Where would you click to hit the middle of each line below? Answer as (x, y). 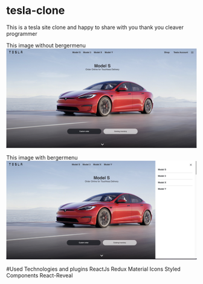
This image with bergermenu (42, 157)
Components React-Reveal (40, 276)
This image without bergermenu (46, 45)
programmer (22, 33)
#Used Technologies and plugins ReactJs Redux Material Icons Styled (94, 269)
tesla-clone (36, 11)
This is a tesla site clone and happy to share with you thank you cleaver (95, 27)
